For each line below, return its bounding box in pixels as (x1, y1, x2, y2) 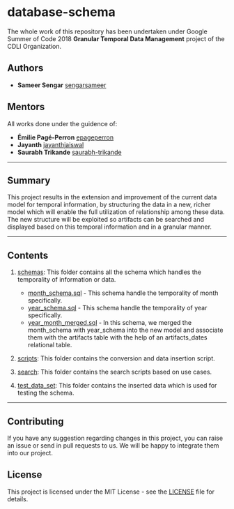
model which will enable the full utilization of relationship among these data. (7, 208, 225, 216)
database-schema (7, 4, 116, 20)
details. (7, 494, 29, 503)
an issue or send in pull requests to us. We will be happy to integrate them (7, 441, 219, 450)
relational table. (27, 341, 72, 349)
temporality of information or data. (17, 275, 116, 284)
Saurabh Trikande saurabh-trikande (17, 148, 122, 156)
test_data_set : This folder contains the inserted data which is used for (17, 381, 217, 390)
